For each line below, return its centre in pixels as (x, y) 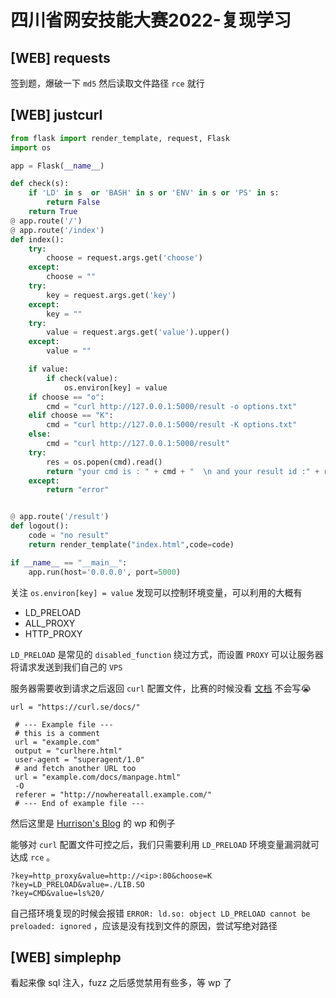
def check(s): (40, 184)
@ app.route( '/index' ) (57, 230)
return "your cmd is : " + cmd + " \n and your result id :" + (183, 471)
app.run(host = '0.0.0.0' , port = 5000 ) (105, 572)
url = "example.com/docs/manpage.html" (98, 777)
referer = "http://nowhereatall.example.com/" (113, 794)
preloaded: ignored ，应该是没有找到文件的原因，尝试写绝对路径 (144, 925)
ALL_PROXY (50, 623)
